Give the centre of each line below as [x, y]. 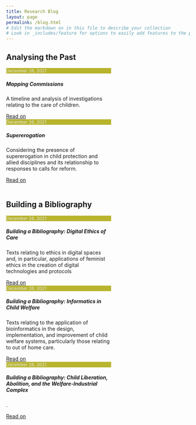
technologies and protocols [39, 271]
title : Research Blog [32, 11]
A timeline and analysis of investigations [54, 98]
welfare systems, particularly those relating [58, 341]
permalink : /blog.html [34, 22]
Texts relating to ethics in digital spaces [54, 252]
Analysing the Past [41, 57]
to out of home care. [31, 347]
